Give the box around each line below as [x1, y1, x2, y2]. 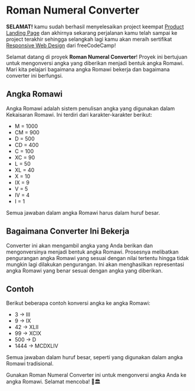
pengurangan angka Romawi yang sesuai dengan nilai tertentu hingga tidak [6, 254, 189, 261]
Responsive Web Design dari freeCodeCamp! [6, 42, 116, 49]
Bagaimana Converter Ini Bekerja [6, 226, 130, 236]
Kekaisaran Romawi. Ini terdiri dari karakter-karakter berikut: [6, 111, 152, 118]
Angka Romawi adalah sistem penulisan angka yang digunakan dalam [6, 104, 175, 112]
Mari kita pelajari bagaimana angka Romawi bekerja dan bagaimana [6, 65, 170, 73]
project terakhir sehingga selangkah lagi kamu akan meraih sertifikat [6, 35, 172, 42]
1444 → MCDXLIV [14, 343, 59, 350]
